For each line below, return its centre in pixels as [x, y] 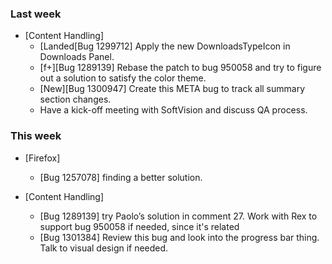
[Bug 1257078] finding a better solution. [121, 177]
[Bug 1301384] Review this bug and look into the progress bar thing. [179, 237]
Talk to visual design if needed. [104, 248]
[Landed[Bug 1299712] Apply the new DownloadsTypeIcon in [165, 46]
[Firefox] [42, 158]
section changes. [75, 99]
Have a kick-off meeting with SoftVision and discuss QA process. [173, 110]
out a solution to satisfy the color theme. [123, 78]
